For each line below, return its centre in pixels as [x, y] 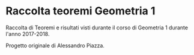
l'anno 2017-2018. [28, 33]
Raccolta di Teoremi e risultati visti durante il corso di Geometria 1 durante [97, 27]
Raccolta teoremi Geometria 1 [80, 11]
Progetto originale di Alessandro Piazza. [55, 45]
